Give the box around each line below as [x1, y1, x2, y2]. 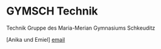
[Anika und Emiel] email [6, 36, 65, 43]
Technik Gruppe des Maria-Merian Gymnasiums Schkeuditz [6, 24, 156, 31]
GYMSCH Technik [6, 4, 98, 18]
